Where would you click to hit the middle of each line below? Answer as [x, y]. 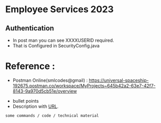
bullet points [26, 101]
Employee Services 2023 [59, 9]
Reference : [30, 66]
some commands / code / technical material [52, 115]
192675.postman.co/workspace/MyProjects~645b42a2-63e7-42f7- [84, 85]
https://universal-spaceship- [119, 80]
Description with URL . [35, 106]
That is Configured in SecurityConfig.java [56, 46]
